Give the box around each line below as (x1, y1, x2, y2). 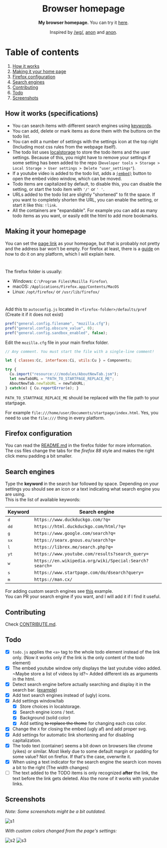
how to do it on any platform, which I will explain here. (5, 251, 115, 257)
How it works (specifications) (5, 109, 98, 118)
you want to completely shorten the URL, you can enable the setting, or (12, 196, 159, 202)
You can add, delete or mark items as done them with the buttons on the (12, 128, 161, 134)
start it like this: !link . (12, 202, 58, 208)
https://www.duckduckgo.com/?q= (34, 517, 111, 522)
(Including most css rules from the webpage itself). (12, 144, 117, 150)
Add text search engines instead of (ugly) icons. (12, 692, 111, 698)
